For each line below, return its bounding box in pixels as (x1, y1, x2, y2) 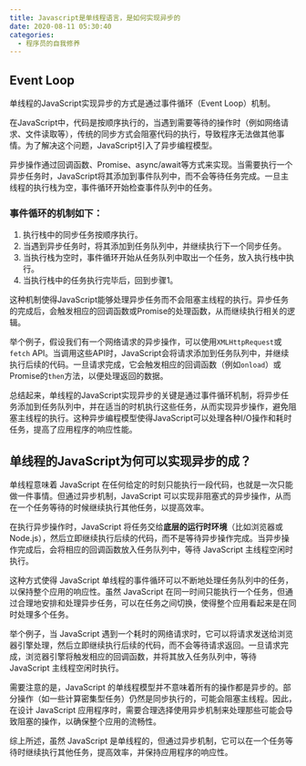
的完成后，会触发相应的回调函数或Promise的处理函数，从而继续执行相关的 (9, 306, 288, 317)
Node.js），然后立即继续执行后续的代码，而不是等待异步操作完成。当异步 (9, 533, 282, 544)
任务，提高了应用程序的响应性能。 (9, 424, 138, 435)
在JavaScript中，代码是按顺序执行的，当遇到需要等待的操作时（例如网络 (9, 117, 281, 128)
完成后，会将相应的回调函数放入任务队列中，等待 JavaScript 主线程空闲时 (16, 544, 294, 556)
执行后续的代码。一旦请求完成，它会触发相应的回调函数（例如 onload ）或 (9, 359, 281, 370)
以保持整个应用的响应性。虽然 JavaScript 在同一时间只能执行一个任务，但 (9, 587, 286, 597)
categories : (9, 30, 55, 39)
